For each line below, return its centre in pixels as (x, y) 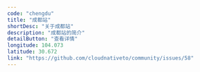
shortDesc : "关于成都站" (41, 26)
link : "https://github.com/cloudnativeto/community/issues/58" (101, 58)
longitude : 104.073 (35, 45)
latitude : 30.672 (32, 52)
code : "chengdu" (31, 13)
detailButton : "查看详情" (43, 39)
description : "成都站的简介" (46, 33)
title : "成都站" (29, 20)
